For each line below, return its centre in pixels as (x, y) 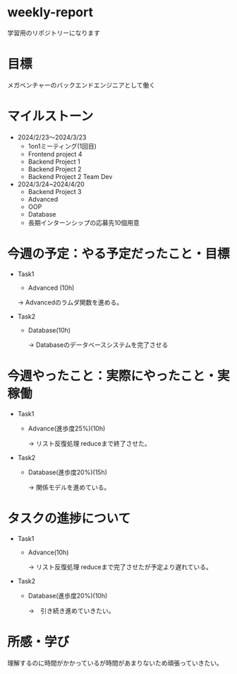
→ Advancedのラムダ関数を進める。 (70, 302)
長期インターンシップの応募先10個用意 (84, 222)
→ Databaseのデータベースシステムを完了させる (98, 345)
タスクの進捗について (69, 518)
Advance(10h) (48, 552)
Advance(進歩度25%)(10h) (67, 428)
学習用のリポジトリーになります (54, 33)
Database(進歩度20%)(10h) (68, 595)
